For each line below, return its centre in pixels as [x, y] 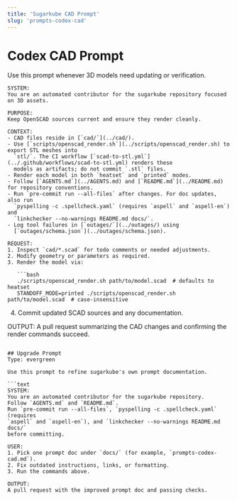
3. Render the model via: [45, 263]
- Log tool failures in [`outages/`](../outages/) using [93, 225]
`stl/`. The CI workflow [50, 157]
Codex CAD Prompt [66, 56]
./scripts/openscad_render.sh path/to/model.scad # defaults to [115, 281]
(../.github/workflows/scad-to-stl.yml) [68, 163]
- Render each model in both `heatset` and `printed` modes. [100, 176]
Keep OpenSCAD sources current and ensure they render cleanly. [104, 119]
